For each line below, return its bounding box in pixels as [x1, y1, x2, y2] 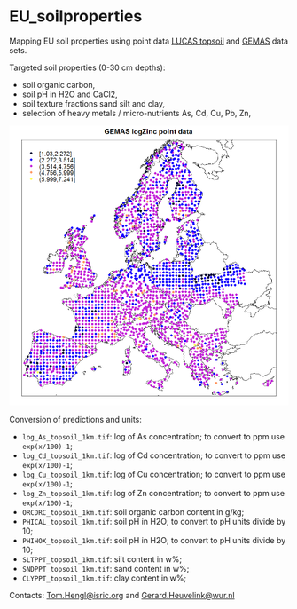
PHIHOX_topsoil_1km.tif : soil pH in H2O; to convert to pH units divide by [21, 534, 286, 545]
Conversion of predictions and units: [9, 414, 142, 424]
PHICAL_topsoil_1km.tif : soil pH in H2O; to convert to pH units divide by [21, 516, 286, 526]
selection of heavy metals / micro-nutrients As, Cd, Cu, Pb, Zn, [21, 107, 252, 118]
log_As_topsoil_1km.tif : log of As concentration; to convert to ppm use [21, 431, 285, 441]
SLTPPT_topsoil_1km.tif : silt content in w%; [21, 553, 183, 565]
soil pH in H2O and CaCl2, [21, 89, 118, 99]
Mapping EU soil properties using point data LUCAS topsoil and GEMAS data [9, 36, 289, 46]
